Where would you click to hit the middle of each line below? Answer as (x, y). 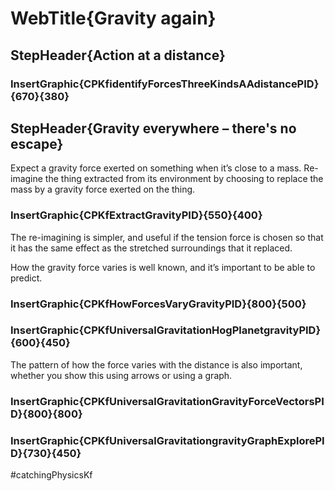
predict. (26, 278)
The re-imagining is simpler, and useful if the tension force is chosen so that (167, 237)
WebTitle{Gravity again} (113, 18)
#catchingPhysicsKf (51, 475)
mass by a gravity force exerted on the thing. (103, 189)
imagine (26, 179)
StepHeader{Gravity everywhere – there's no (153, 128)
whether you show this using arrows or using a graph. (121, 375)
